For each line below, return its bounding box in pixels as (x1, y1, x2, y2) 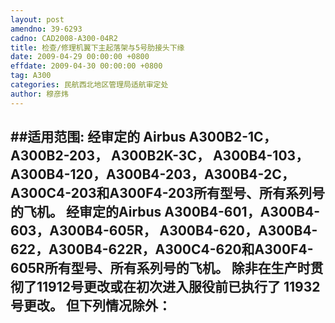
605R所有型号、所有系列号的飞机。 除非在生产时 (10, 260, 311, 277)
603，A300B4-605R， (10, 222, 157, 240)
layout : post (10, 14, 65, 25)
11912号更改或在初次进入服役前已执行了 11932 (36, 279, 321, 296)
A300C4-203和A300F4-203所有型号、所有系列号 (10, 185, 326, 202)
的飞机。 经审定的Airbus (10, 204, 162, 221)
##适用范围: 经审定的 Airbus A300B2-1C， (10, 129, 277, 146)
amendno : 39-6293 (10, 24, 83, 34)
